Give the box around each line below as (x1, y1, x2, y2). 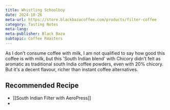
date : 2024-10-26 (5, 12, 42, 17)
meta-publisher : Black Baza (5, 31, 66, 36)
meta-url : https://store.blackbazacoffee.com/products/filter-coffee (5, 17, 157, 22)
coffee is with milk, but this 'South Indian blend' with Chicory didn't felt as (5, 55, 161, 61)
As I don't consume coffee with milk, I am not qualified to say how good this (5, 50, 165, 56)
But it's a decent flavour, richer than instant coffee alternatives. (5, 66, 138, 72)
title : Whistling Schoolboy (5, 7, 66, 13)
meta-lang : (5, 27, 29, 32)
